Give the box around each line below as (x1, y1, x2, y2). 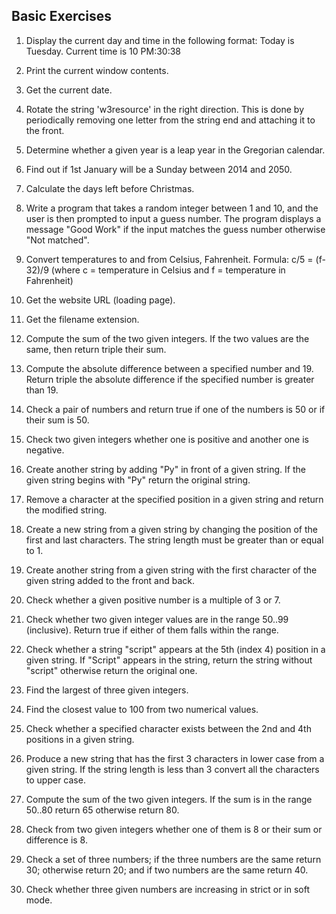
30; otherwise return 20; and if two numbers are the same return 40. (25, 864, 309, 876)
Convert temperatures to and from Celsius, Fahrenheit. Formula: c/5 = (25, 253, 314, 265)
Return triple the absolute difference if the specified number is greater (25, 373, 315, 385)
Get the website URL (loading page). (25, 294, 176, 306)
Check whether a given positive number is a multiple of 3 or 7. (25, 594, 281, 606)
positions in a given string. (25, 733, 135, 745)
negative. (25, 444, 65, 456)
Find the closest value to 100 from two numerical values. (25, 703, 259, 715)
